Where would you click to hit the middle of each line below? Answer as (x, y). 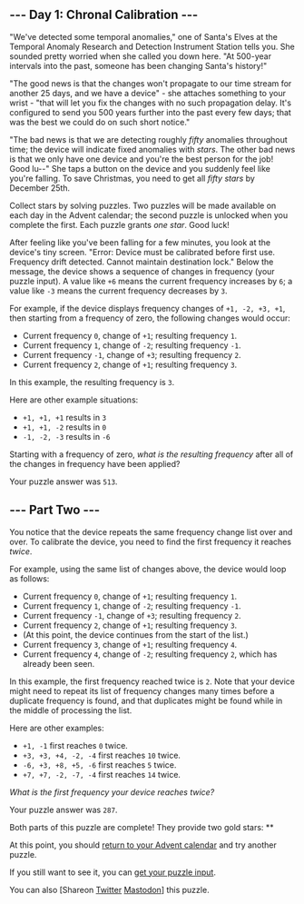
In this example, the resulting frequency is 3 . (92, 382)
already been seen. (59, 663)
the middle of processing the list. (71, 710)
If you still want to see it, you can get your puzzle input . (113, 872)
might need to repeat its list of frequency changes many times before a (142, 690)
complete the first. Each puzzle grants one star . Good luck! (119, 224)
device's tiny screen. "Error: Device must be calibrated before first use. (142, 252)
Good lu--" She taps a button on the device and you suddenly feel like (140, 168)
